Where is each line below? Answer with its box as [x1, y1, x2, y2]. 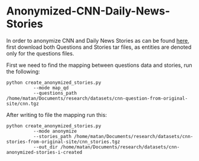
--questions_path [33, 90, 77, 96]
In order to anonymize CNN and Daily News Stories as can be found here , [6, 37, 189, 44]
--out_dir [33, 144, 59, 150]
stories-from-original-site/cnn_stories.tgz [6, 139, 120, 145]
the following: [6, 68, 41, 75]
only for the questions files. [6, 49, 74, 57]
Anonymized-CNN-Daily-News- [6, 4, 171, 18]
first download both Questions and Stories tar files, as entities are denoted [6, 43, 192, 51]
